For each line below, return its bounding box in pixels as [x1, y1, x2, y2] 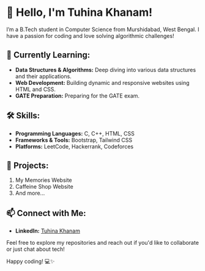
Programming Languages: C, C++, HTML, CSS [15, 129, 135, 137]
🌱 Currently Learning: [6, 50, 91, 60]
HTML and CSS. [15, 85, 56, 93]
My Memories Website [15, 176, 72, 184]
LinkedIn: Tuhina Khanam [15, 227, 81, 234]
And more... [15, 189, 45, 197]
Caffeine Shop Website [15, 183, 73, 190]
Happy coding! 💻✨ [6, 258, 55, 265]
